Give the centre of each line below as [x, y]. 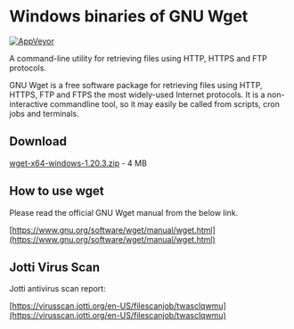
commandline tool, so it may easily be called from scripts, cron [165, 103]
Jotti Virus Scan [55, 267]
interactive [29, 103]
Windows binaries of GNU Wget [129, 16]
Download [38, 141]
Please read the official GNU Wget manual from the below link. [124, 212]
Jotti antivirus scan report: [57, 289]
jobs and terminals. [45, 113]
